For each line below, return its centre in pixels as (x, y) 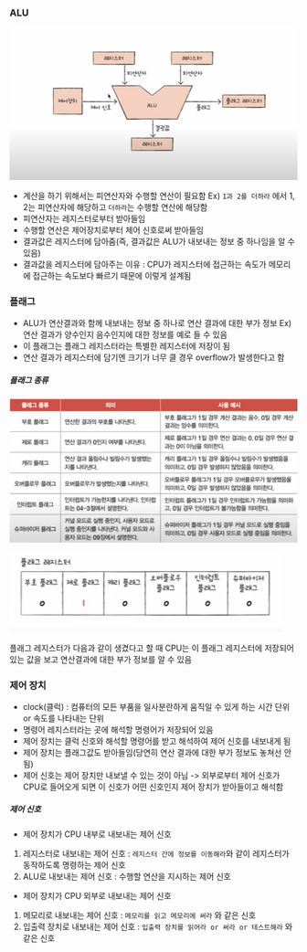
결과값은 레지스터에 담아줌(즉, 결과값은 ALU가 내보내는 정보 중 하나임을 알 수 (159, 241)
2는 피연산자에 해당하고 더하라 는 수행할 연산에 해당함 (115, 206)
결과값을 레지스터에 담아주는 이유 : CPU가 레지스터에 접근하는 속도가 (144, 264)
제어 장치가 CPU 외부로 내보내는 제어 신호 (97, 895)
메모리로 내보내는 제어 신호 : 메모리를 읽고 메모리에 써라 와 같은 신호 (139, 915)
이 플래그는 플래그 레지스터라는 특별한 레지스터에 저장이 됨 (127, 345)
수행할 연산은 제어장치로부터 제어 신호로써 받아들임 (113, 229)
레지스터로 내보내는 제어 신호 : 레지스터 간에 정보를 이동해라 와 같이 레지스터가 (156, 853)
